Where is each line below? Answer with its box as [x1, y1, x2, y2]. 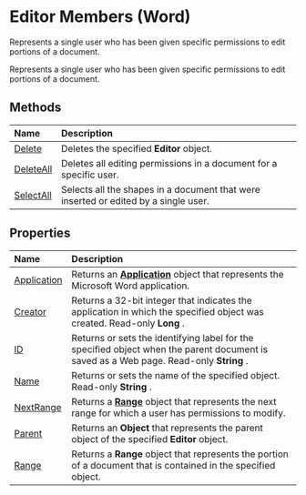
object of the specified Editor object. [71, 432, 229, 445]
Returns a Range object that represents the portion [71, 448, 289, 460]
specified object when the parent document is [71, 343, 269, 356]
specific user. [60, 168, 120, 181]
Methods [9, 100, 62, 116]
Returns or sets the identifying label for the [71, 331, 254, 344]
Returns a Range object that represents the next [71, 395, 277, 408]
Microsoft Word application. [71, 279, 190, 292]
